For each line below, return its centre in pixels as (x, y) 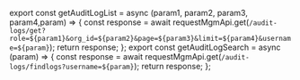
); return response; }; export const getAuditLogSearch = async (165, 47)
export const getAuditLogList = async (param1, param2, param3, (129, 13)
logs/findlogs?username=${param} (72, 67)
